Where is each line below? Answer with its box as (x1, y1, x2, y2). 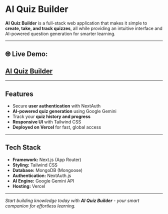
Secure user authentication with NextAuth (12, 102, 101, 108)
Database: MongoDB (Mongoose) (12, 167, 83, 173)
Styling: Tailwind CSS (12, 161, 58, 168)
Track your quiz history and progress (12, 113, 91, 119)
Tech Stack (5, 143, 41, 152)
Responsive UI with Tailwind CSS (12, 118, 81, 124)
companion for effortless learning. (5, 202, 76, 208)
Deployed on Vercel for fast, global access (12, 124, 101, 130)
